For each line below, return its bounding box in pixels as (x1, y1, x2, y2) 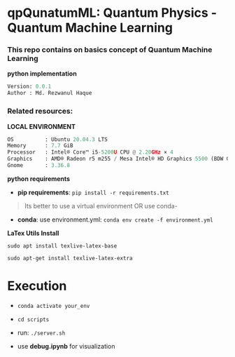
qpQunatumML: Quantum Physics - (7, 5, 218, 21)
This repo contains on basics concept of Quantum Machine (7, 45, 213, 55)
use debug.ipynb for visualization (17, 342, 115, 350)
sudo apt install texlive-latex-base (7, 242, 117, 250)
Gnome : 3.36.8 (7, 162, 71, 169)
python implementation (7, 69, 77, 78)
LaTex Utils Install (7, 229, 59, 237)
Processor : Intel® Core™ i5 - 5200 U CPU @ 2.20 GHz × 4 (7, 149, 173, 156)
